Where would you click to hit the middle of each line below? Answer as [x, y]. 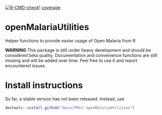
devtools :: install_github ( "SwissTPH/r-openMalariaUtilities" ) [70, 108]
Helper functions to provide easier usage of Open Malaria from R [70, 40]
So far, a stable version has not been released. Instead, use [65, 99]
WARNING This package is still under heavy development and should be [78, 50]
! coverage [50, 8]
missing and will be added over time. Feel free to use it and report [71, 60]
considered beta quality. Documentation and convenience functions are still [81, 55]
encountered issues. [26, 65]
